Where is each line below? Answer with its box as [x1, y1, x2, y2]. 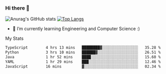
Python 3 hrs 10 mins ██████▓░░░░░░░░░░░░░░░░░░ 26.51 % [5, 50, 161, 55]
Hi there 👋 [5, 5, 30, 12]
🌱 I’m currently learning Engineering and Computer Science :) [12, 26, 140, 32]
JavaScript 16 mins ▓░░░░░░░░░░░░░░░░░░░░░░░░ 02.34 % [5, 64, 161, 69]
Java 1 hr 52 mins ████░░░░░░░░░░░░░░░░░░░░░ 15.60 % [5, 55, 161, 60]
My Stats [5, 35, 24, 42]
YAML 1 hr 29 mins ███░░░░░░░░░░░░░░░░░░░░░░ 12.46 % [5, 59, 161, 64]
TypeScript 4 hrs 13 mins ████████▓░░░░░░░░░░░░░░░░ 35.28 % [5, 45, 161, 50]
